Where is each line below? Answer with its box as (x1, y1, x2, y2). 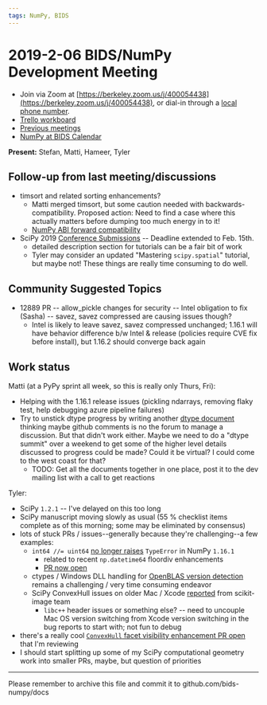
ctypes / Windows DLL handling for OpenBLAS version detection (31, 571, 244, 581)
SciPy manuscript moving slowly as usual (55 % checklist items (19, 512, 228, 522)
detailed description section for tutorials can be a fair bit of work (31, 242, 242, 252)
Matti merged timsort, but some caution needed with (31, 200, 204, 210)
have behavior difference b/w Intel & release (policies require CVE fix (31, 328, 257, 339)
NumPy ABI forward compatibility (31, 225, 141, 235)
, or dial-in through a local (152, 97, 238, 108)
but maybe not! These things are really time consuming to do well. (31, 259, 248, 268)
